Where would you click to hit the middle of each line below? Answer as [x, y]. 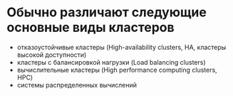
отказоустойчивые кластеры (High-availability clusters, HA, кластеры [121, 47]
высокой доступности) [52, 55]
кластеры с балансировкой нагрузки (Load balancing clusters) [111, 62]
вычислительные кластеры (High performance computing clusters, [117, 70]
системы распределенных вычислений [77, 85]
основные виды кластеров [91, 27]
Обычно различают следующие [107, 12]
